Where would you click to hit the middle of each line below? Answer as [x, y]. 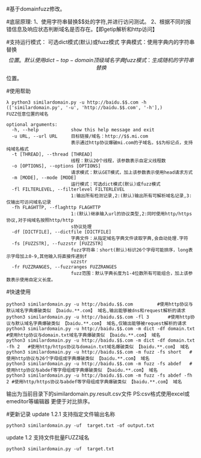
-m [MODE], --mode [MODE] [44, 178]
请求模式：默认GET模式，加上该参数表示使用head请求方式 [132, 172]
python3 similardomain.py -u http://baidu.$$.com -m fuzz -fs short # [99, 352]
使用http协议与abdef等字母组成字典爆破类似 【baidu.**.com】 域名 [82, 370]
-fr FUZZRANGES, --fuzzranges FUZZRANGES [64, 267]
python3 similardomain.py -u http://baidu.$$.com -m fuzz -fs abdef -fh [99, 375]
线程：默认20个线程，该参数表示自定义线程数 [118, 161]
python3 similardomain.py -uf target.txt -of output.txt [80, 425]
